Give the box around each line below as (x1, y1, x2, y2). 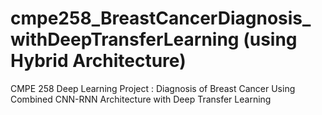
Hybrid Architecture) (10, 50, 187, 72)
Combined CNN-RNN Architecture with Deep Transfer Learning (10, 93, 272, 105)
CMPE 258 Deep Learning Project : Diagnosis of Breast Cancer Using (10, 82, 296, 94)
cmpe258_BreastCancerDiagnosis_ (10, 7, 312, 30)
